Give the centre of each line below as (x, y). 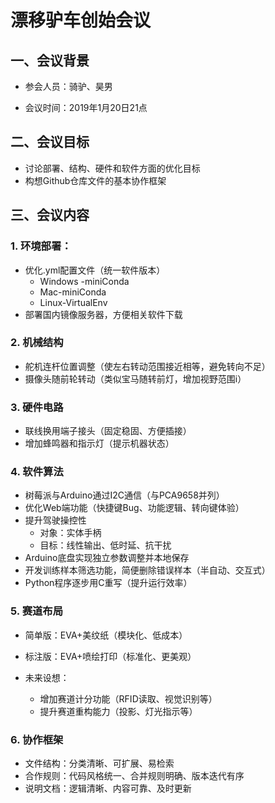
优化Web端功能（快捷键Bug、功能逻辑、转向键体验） (134, 508)
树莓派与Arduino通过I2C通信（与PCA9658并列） (124, 495)
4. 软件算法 (37, 472)
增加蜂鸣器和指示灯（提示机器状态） (99, 443)
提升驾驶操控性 (55, 520)
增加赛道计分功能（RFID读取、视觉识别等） (128, 698)
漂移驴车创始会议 (81, 20)
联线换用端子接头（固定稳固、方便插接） (108, 431)
